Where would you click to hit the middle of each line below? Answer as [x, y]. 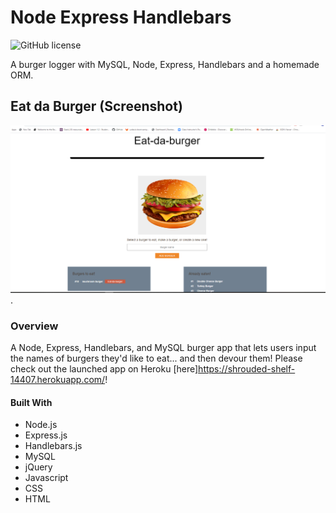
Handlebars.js [53, 446]
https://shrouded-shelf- [247, 369]
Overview [34, 326]
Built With [31, 402]
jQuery [38, 467]
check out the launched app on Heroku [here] [104, 369]
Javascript [46, 478]
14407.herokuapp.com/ [58, 380]
